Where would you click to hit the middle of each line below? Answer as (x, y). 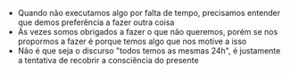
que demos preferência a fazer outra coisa (96, 22)
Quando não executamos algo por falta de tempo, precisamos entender (149, 13)
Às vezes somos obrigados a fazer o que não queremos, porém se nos (148, 32)
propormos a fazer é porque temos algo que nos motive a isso (132, 41)
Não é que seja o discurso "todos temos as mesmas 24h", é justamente (149, 51)
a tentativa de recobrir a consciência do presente (108, 60)
